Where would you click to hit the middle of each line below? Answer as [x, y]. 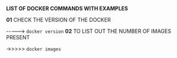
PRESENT [18, 37]
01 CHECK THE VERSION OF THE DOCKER [59, 20]
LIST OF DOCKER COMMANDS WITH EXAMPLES [67, 8]
